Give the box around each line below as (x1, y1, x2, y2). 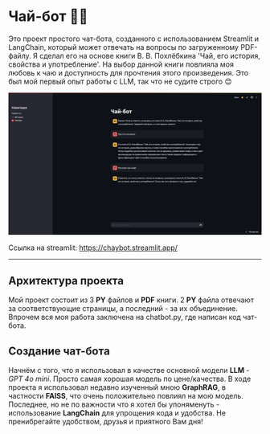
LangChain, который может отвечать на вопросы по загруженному (8, 42, 239, 51)
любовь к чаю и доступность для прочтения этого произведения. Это (8, 68, 249, 77)
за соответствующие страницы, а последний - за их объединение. (8, 304, 239, 313)
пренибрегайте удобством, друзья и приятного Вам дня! (8, 417, 203, 427)
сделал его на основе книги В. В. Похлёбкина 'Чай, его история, (39, 51, 261, 60)
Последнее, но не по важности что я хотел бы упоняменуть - (8, 399, 219, 409)
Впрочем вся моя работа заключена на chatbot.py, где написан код (8, 313, 241, 322)
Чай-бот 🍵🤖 (8, 7, 88, 26)
